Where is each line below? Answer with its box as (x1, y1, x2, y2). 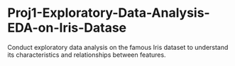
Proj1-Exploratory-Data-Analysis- (7, 5, 211, 21)
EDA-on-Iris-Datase (7, 20, 127, 36)
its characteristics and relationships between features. (7, 51, 166, 59)
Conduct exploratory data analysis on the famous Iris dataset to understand (7, 43, 229, 51)
